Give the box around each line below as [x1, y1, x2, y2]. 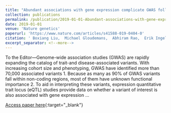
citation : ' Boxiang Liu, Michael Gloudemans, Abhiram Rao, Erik [5, 36, 154, 41]
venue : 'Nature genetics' [5, 26, 60, 31]
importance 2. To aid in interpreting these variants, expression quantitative [5, 81, 161, 87]
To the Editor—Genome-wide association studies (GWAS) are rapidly [5, 54, 150, 60]
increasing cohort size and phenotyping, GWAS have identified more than [5, 65, 159, 71]
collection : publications [5, 12, 60, 17]
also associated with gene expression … [5, 92, 90, 98]
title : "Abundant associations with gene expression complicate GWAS [5, 7, 156, 13]
